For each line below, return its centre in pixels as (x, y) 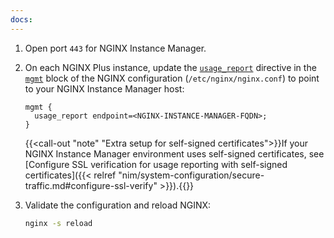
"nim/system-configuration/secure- (191, 175)
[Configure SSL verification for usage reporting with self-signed (156, 164)
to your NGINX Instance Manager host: (104, 88)
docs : (21, 19)
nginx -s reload (58, 223)
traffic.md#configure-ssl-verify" (91, 185)
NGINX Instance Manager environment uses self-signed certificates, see (174, 153)
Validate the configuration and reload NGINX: (118, 205)
